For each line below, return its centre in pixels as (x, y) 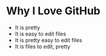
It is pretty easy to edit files (49, 40)
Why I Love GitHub (53, 11)
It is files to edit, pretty (43, 46)
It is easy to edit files (40, 33)
